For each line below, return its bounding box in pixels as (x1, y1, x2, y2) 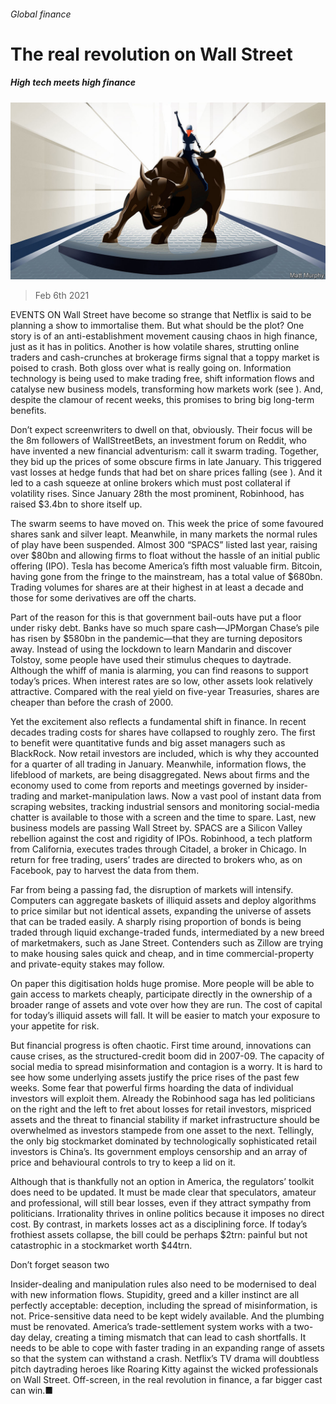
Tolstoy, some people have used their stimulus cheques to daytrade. (10, 654, 292, 666)
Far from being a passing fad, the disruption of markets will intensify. (10, 884, 294, 896)
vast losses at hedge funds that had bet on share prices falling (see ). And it (10, 466, 323, 479)
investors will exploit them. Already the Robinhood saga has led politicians (10, 1093, 316, 1105)
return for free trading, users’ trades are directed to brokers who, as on (10, 854, 303, 866)
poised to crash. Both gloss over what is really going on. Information (10, 362, 292, 374)
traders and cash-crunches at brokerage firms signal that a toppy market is (10, 351, 320, 364)
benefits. (10, 405, 47, 417)
